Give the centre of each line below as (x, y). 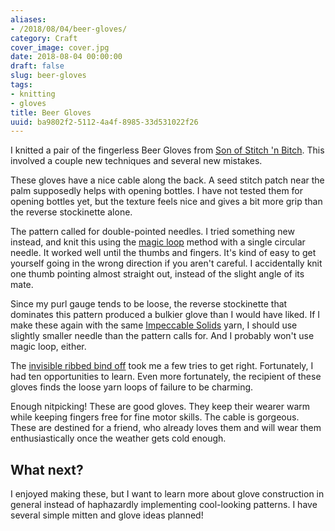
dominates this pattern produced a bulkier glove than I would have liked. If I (165, 315)
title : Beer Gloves (51, 112)
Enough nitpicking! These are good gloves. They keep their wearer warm (160, 407)
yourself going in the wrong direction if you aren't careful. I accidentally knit (166, 263)
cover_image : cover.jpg (60, 47)
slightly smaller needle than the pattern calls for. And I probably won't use (162, 336)
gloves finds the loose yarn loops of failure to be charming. (132, 387)
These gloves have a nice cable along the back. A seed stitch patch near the (167, 180)
